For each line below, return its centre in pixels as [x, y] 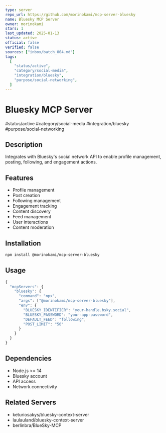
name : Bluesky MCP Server [32, 19]
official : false [22, 43]
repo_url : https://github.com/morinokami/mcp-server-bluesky [70, 15]
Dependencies [28, 358]
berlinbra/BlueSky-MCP [37, 425]
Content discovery [32, 211]
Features [19, 178]
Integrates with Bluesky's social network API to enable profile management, [83, 157]
